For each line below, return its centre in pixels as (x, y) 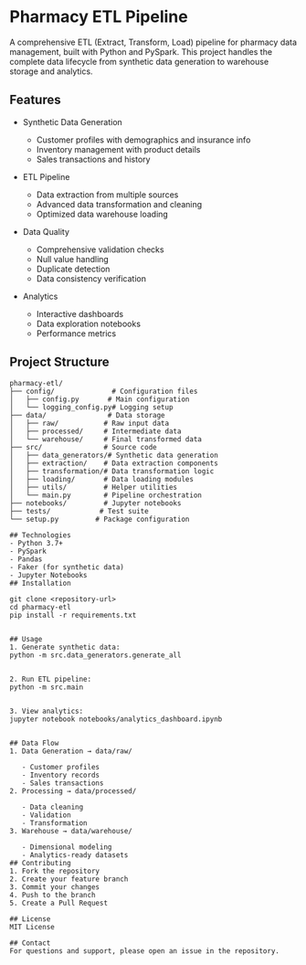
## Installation (40, 583)
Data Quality (46, 231)
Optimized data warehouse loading (102, 214)
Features (35, 100)
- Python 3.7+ (37, 543)
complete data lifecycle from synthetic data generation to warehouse (139, 61)
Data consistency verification (91, 278)
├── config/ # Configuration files (104, 391)
